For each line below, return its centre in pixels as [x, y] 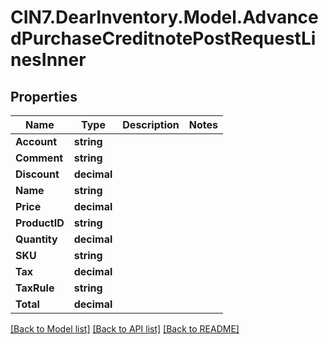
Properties [44, 96]
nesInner [48, 60]
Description [151, 124]
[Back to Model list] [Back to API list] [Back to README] [125, 329]
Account [36, 141]
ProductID [40, 223]
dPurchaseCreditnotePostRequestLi [163, 38]
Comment [39, 158]
